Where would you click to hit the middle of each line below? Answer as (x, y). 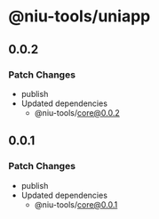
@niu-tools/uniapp (79, 16)
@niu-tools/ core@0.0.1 (76, 204)
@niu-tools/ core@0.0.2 (77, 112)
